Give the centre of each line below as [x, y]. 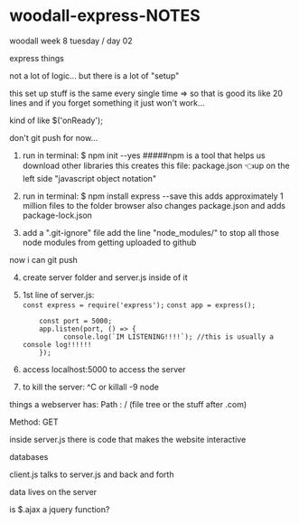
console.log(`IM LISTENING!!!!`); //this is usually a [168, 337]
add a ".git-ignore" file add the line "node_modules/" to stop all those [151, 232]
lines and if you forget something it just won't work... [107, 103]
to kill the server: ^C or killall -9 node [91, 387]
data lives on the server [53, 491]
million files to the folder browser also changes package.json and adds [154, 205]
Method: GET [34, 422]
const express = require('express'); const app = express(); [139, 305]
